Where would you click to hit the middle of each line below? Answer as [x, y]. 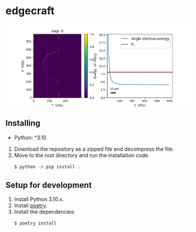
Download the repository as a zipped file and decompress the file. [94, 149]
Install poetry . [31, 205]
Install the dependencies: [45, 212]
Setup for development [49, 185]
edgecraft [30, 11]
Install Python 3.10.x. [39, 200]
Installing [23, 123]
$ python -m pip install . [47, 166]
